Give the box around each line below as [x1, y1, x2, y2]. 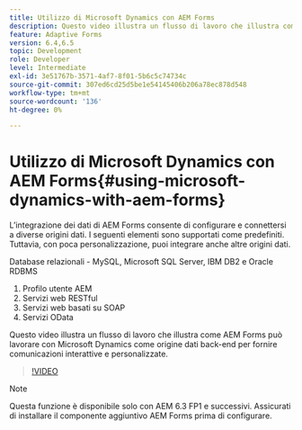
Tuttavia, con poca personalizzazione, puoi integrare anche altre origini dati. [9, 239, 291, 250]
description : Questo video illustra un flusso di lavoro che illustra [9, 22, 280, 31]
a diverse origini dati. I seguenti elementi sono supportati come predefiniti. [9, 229, 285, 240]
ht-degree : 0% [9, 105, 63, 114]
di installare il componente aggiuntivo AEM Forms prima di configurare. [9, 410, 272, 421]
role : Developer [9, 55, 70, 64]
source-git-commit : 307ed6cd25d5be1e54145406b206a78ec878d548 [9, 80, 247, 89]
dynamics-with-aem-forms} [9, 190, 226, 211]
